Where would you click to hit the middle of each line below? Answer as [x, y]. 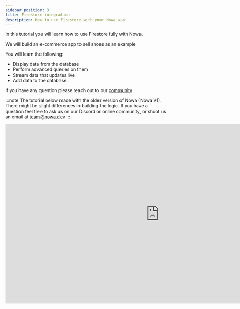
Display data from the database [46, 64]
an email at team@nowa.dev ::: [38, 117]
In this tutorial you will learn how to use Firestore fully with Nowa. [74, 34]
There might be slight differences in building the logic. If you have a [76, 106]
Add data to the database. [40, 81]
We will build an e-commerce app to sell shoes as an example [71, 44]
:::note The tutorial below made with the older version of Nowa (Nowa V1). [83, 100]
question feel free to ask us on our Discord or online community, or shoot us [86, 112]
